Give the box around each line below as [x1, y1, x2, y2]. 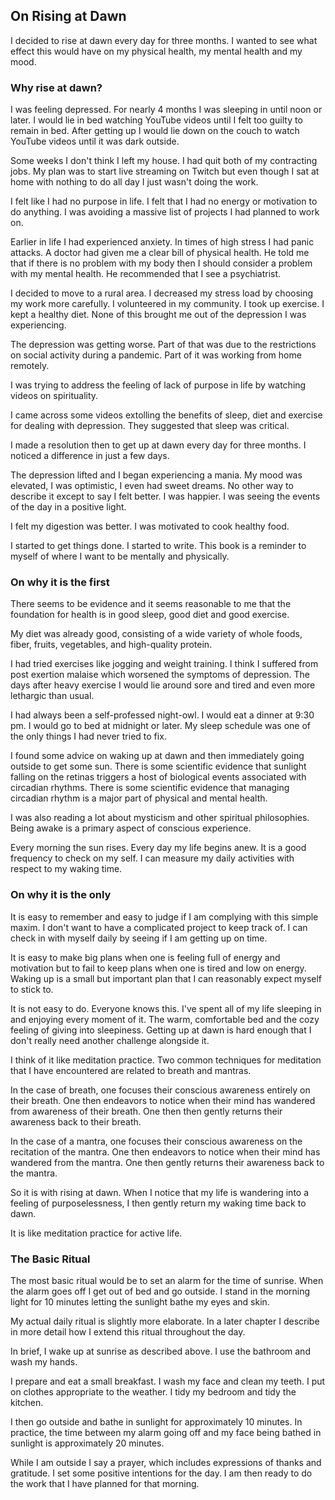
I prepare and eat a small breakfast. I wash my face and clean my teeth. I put [10, 1375, 326, 1387]
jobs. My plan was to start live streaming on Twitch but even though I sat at [10, 165, 320, 178]
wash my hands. [10, 1356, 78, 1368]
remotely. [10, 360, 50, 372]
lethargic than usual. [10, 690, 95, 702]
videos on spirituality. [10, 390, 99, 402]
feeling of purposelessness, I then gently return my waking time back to [10, 1197, 307, 1209]
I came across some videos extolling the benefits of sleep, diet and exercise [10, 409, 323, 421]
